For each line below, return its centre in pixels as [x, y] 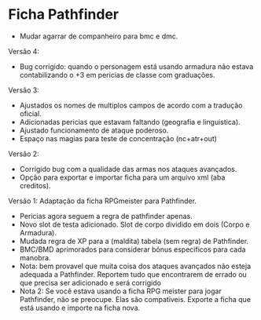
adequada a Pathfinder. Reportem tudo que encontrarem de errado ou [133, 274]
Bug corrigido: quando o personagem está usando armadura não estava [136, 66]
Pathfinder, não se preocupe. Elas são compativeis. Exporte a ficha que [135, 299]
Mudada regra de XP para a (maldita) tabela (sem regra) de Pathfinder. [134, 241]
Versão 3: [24, 90]
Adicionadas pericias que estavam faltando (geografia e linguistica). [130, 122]
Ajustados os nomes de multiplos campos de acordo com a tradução [131, 105]
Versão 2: [24, 154]
